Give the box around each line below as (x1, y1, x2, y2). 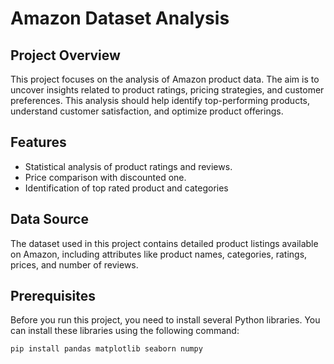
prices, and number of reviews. (10, 258, 139, 271)
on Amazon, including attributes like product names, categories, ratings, (10, 248, 308, 260)
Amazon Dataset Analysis (10, 7, 230, 30)
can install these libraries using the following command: (10, 325, 240, 337)
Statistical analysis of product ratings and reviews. (24, 160, 233, 172)
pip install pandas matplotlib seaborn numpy (10, 344, 203, 354)
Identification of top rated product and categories (24, 182, 229, 194)
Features (10, 134, 67, 151)
